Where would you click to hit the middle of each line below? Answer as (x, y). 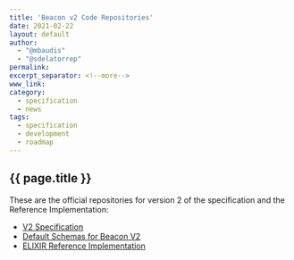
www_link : (28, 84)
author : (24, 42)
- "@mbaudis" (42, 51)
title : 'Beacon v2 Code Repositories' (81, 17)
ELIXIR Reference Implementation (84, 246)
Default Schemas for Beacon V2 (81, 236)
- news (29, 109)
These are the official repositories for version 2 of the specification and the (147, 200)
